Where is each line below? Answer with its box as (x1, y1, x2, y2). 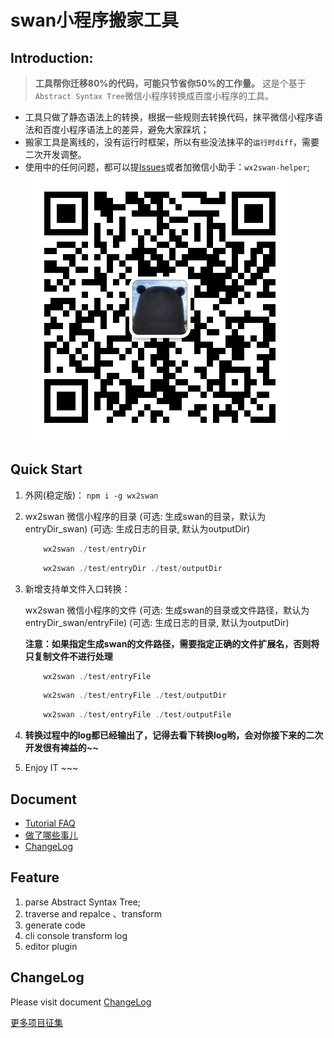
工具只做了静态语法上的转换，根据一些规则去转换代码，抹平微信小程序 (24, 111, 315, 123)
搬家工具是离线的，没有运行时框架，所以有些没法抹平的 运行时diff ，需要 (24, 136, 320, 148)
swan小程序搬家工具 (10, 9, 180, 32)
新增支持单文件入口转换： (24, 582, 131, 595)
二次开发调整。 (24, 149, 87, 160)
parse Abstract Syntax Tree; (24, 896, 142, 908)
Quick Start (10, 461, 83, 478)
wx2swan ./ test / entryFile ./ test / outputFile (43, 710, 232, 720)
